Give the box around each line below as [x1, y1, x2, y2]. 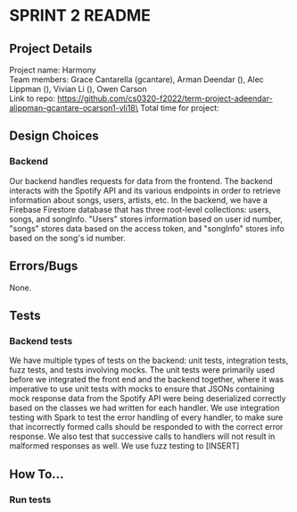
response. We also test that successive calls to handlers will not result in [9, 431, 276, 442]
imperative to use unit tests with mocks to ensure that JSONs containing [9, 383, 275, 394]
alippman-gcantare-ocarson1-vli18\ [9, 103, 139, 113]
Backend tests [9, 334, 73, 347]
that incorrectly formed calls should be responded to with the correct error [9, 422, 284, 432]
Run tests [9, 493, 52, 506]
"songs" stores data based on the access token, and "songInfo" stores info [9, 222, 285, 233]
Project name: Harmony [9, 64, 96, 75]
